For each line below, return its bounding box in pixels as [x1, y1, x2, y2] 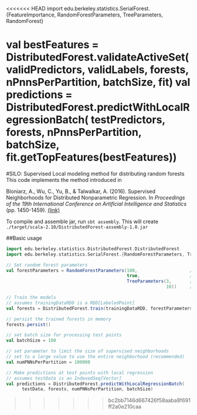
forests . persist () [6, 321, 51, 327]
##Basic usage [6, 234, 42, 241]
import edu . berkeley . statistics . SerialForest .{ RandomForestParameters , [6, 251, 185, 257]
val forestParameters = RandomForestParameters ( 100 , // [6, 267, 195, 273]
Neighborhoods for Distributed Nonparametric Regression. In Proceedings [6, 194, 185, 201]
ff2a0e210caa [108, 403, 142, 410]
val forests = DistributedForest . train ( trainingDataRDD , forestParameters [6, 306, 193, 311]
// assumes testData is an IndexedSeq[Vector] [6, 375, 122, 381]
